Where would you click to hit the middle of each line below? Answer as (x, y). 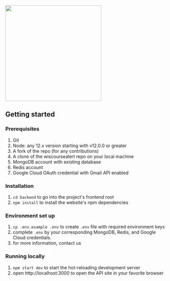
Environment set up (30, 216)
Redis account (28, 167)
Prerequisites (22, 129)
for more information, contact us (47, 243)
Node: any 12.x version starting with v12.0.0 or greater (70, 146)
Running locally (25, 256)
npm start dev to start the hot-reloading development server (77, 267)
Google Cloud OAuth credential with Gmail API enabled (71, 173)
